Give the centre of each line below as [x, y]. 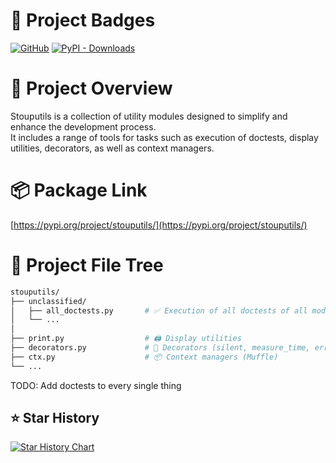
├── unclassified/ [48, 301]
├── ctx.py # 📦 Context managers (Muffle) [144, 357]
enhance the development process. [83, 126]
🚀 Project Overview [91, 88]
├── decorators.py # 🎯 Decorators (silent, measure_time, [160, 348]
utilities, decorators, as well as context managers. [112, 148]
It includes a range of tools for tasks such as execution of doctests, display [164, 137]
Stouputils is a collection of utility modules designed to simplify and [149, 116]
